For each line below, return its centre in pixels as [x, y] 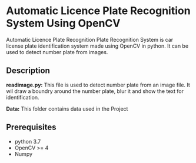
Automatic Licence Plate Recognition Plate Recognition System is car [90, 39]
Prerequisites [31, 127]
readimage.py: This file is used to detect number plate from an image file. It [98, 85]
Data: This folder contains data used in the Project [67, 109]
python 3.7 [28, 141]
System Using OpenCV [63, 23]
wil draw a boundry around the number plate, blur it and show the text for [95, 91]
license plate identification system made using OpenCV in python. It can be [97, 46]
